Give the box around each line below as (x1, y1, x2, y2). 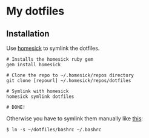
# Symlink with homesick (6, 88, 69, 94)
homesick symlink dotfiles (6, 94, 74, 100)
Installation (6, 29, 50, 39)
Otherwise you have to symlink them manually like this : (6, 115, 144, 122)
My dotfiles (6, 4, 65, 18)
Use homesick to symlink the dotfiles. (6, 44, 100, 52)
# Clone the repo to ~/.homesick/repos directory (6, 72, 134, 78)
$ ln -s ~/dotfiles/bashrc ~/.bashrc (6, 126, 102, 133)
